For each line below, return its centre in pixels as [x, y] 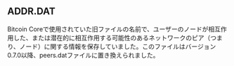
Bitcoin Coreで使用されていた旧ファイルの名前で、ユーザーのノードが [108, 29]
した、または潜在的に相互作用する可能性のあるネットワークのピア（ [112, 38]
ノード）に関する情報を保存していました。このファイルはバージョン [118, 46]
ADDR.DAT [31, 11]
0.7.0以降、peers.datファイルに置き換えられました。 [83, 55]
